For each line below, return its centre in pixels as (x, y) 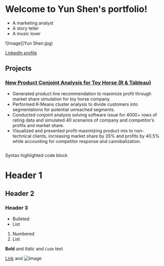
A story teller (25, 28)
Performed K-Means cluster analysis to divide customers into (75, 104)
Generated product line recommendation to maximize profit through (82, 94)
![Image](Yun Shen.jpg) (29, 43)
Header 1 (24, 175)
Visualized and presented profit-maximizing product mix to (73, 131)
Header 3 (17, 208)
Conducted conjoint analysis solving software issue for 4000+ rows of (84, 115)
